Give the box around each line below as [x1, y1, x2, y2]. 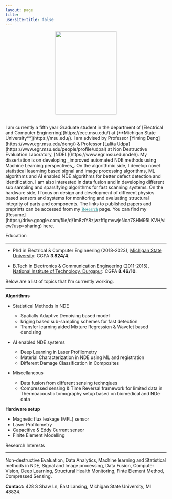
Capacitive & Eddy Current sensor [12, 427, 84, 433]
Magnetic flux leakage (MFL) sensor [12, 416, 90, 422]
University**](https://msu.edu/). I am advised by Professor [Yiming [5, 135, 146, 142]
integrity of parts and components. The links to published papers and [5, 201, 152, 207]
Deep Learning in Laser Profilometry [20, 349, 97, 355]
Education [5, 233, 27, 239]
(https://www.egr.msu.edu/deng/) [5, 141, 76, 147]
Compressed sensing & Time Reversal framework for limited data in [20, 385, 163, 391]
